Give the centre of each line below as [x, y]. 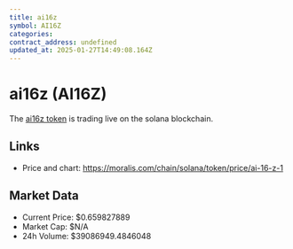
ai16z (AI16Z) [58, 94]
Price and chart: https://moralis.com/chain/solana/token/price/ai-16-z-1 [153, 167]
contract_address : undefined [63, 42]
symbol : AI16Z [36, 26]
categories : [31, 34]
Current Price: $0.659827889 [76, 217]
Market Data [44, 196]
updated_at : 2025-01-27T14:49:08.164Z [81, 51]
